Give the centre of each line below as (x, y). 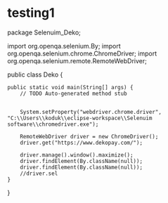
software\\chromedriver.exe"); (53, 124)
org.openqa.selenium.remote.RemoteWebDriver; (77, 60)
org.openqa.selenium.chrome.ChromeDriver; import (82, 53)
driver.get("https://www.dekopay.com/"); (81, 143)
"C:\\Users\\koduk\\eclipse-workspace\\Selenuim (80, 118)
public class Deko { (35, 74)
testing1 (31, 13)
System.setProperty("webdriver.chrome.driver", (91, 112)
